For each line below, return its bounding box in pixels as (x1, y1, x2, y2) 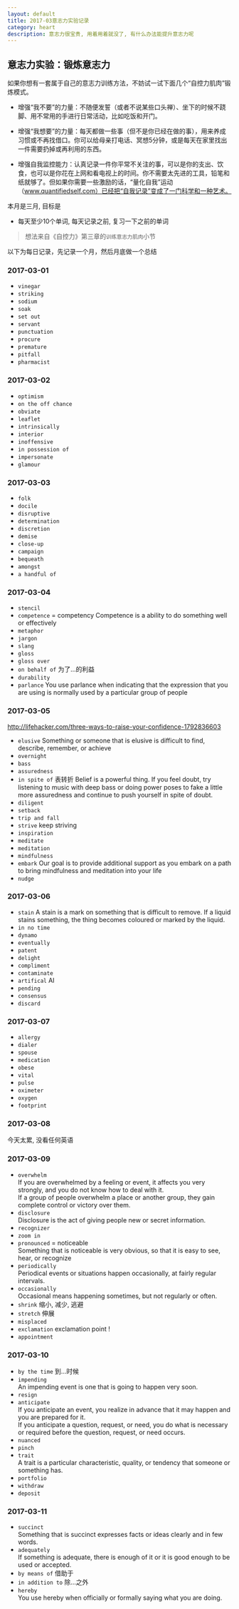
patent (17, 946, 38, 954)
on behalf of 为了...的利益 (17, 665, 95, 674)
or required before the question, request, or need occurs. (17, 1428, 186, 1437)
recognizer (17, 1225, 51, 1232)
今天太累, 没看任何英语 (7, 1135, 73, 1145)
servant (17, 321, 41, 328)
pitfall (17, 351, 41, 359)
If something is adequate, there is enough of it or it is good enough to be (17, 1553, 230, 1562)
